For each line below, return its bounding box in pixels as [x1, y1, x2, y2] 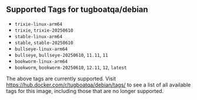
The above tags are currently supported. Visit [6, 75, 116, 82]
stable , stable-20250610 [14, 39, 74, 46]
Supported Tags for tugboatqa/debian [6, 5, 148, 15]
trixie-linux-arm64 [14, 21, 63, 27]
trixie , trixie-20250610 [14, 26, 74, 33]
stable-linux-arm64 [14, 33, 63, 40]
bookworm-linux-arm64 [14, 58, 68, 64]
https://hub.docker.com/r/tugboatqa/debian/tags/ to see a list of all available [6, 81, 191, 88]
